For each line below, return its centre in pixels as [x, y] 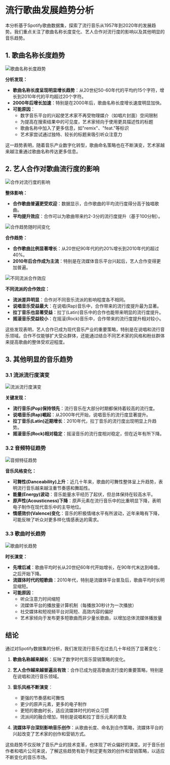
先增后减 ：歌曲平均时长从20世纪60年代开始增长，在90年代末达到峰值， [88, 567]
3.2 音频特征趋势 [26, 448]
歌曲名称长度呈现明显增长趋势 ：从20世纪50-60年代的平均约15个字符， [86, 90]
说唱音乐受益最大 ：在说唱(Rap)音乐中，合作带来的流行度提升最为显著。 [87, 306]
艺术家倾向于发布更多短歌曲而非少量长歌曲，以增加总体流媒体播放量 [91, 618]
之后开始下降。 [28, 573]
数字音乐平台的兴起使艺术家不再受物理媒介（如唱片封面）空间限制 [89, 115]
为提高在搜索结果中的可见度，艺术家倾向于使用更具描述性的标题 [87, 121]
